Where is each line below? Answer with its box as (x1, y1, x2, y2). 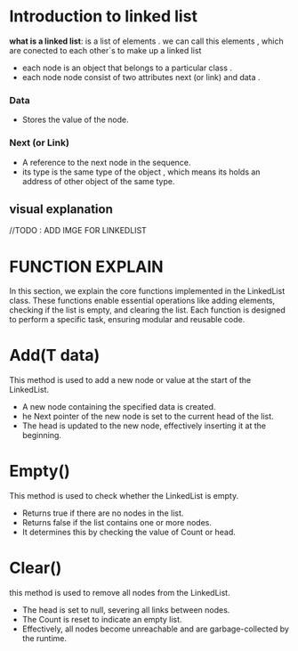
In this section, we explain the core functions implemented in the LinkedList (9, 286, 286, 297)
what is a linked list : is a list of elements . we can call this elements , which (9, 36, 284, 46)
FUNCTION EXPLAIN (9, 256, 164, 277)
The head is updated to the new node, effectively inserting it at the (21, 420, 267, 431)
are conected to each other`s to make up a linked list (9, 45, 202, 55)
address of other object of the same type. (21, 175, 175, 186)
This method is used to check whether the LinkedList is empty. (9, 491, 238, 501)
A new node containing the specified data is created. (21, 402, 216, 412)
